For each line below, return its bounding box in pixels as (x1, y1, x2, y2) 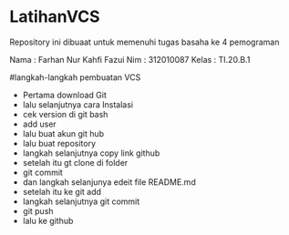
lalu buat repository (22, 138, 97, 148)
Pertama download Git (22, 89, 108, 100)
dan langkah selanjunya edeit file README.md (22, 176, 196, 188)
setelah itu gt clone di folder (22, 157, 129, 168)
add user (22, 118, 57, 129)
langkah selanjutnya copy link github (22, 148, 160, 158)
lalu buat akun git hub (22, 128, 105, 138)
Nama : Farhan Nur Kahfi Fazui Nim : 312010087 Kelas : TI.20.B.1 (9, 54, 251, 65)
